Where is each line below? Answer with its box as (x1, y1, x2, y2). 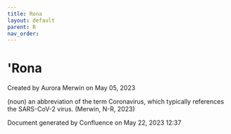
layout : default (7, 17, 55, 24)
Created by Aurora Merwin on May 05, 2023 (7, 84, 136, 92)
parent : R (7, 23, 37, 30)
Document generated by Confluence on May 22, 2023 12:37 (7, 118, 182, 127)
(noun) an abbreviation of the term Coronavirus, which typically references (7, 97, 224, 106)
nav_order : (7, 30, 39, 37)
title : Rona (7, 10, 42, 18)
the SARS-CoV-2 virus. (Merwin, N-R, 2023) (7, 105, 135, 114)
